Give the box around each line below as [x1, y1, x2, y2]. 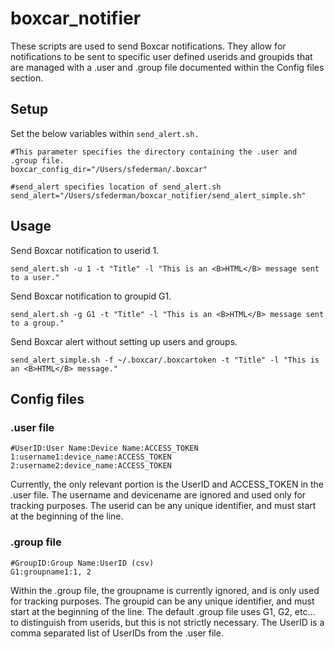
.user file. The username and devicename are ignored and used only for [10, 489, 307, 501]
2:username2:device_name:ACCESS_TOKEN [10, 461, 172, 471]
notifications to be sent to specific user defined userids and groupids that [10, 50, 313, 62]
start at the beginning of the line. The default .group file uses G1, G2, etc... [10, 605, 316, 617]
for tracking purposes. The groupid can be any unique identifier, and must [10, 595, 315, 607]
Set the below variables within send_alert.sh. [10, 127, 200, 139]
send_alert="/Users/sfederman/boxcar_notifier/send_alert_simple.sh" [10, 190, 307, 201]
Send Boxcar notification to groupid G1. [10, 290, 172, 302]
